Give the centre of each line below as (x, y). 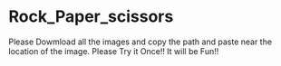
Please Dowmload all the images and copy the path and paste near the (140, 42)
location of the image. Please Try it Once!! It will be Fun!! (114, 51)
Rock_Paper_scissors (91, 17)
